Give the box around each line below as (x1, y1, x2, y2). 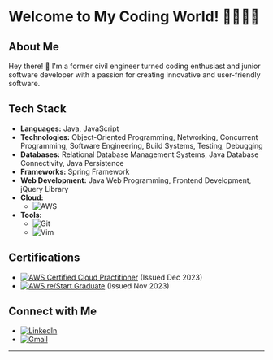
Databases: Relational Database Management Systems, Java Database (19, 150, 259, 159)
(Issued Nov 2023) (106, 280, 170, 291)
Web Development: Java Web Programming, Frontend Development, (19, 175, 252, 185)
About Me (8, 40, 59, 54)
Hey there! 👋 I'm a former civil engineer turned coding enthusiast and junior (8, 61, 262, 71)
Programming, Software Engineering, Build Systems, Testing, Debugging (19, 141, 263, 150)
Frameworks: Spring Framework (19, 167, 130, 176)
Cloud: (19, 193, 44, 202)
